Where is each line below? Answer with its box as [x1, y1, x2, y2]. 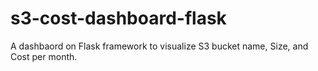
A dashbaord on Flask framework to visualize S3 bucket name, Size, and [10, 40, 309, 52]
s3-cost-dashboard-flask [10, 7, 227, 30]
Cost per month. [10, 50, 78, 62]
